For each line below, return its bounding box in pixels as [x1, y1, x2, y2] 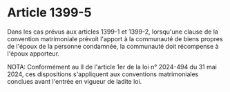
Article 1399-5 [7, 5, 92, 21]
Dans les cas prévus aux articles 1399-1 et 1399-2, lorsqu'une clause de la [7, 27, 219, 36]
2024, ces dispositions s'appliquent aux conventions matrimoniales [7, 70, 199, 78]
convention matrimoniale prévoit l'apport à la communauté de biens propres [7, 34, 223, 43]
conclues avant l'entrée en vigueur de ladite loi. [7, 77, 142, 85]
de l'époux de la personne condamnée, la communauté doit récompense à [7, 42, 219, 50]
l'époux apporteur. [7, 49, 60, 58]
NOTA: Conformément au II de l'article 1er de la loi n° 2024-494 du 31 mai [7, 62, 218, 71]
